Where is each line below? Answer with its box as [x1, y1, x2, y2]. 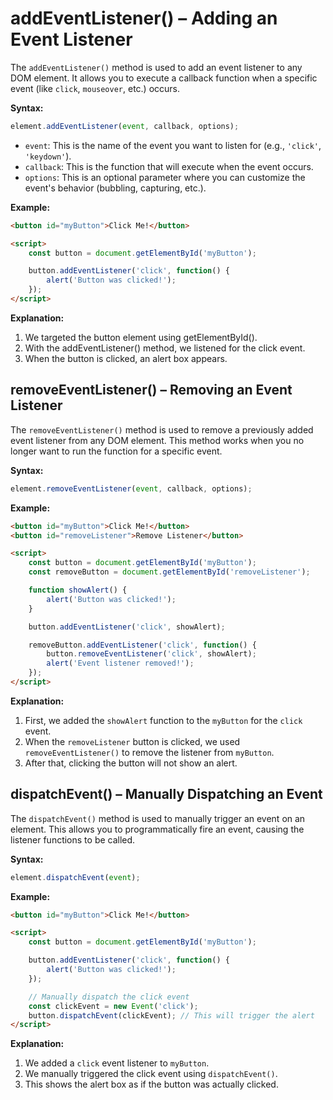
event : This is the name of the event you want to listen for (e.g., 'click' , [24, 139, 322, 151]
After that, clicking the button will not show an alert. [24, 757, 238, 769]
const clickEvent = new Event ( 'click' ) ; [28, 1001, 199, 1011]
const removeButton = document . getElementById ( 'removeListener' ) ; [28, 567, 311, 577]
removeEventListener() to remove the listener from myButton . [24, 746, 275, 758]
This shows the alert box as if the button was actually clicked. [24, 1078, 279, 1091]
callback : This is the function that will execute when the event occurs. [24, 160, 314, 172]
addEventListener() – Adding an [10, 7, 278, 30]
